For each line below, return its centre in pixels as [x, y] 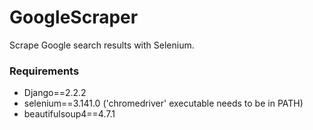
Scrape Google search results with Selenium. [102, 45]
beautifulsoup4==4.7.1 [69, 114]
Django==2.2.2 [55, 93]
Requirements [44, 71]
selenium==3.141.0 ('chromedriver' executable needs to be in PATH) [163, 103]
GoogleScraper [74, 17]
